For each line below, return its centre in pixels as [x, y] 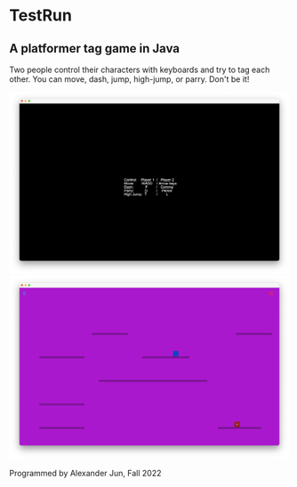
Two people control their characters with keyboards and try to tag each [140, 69]
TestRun [41, 16]
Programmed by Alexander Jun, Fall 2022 [85, 473]
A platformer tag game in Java [95, 49]
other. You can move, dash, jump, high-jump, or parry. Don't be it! [129, 79]
